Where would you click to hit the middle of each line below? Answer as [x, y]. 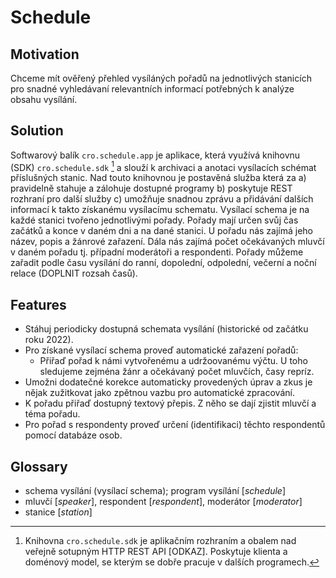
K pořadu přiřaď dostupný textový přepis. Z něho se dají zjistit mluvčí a [170, 403]
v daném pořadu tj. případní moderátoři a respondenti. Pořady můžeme [157, 252]
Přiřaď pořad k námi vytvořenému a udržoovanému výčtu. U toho [173, 361]
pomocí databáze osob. [73, 435]
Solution [37, 131]
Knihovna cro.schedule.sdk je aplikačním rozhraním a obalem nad [160, 541]
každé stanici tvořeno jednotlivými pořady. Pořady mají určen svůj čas [154, 220]
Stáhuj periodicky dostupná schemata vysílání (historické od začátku [166, 329]
